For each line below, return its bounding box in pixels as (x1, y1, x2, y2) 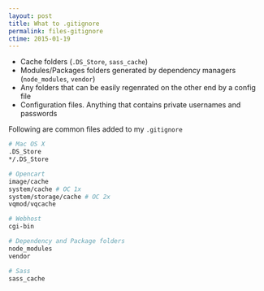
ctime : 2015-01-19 (8, 34, 71, 43)
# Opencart (8, 170, 45, 178)
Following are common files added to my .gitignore (8, 124, 183, 134)
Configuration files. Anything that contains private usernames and (19, 100, 241, 110)
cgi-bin (8, 223, 35, 231)
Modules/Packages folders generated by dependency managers (19, 66, 236, 76)
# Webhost (8, 215, 42, 224)
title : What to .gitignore (8, 20, 100, 28)
